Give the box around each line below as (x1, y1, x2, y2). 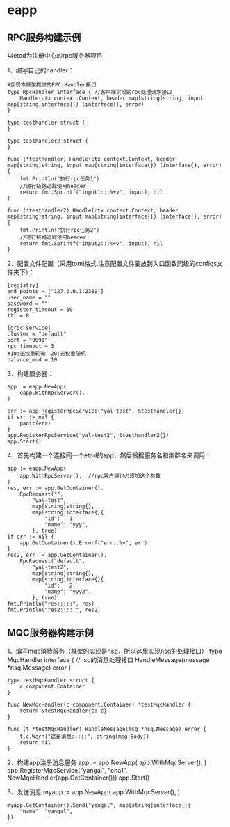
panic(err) (19, 420, 51, 427)
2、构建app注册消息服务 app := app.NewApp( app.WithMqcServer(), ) (7, 758, 207, 766)
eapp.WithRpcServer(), (19, 389, 85, 396)
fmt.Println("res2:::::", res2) (7, 606, 101, 613)
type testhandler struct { (7, 119, 85, 126)
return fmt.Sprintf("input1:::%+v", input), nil (19, 189, 163, 196)
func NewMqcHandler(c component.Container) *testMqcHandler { (7, 701, 191, 708)
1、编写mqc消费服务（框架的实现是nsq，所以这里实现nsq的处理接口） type (7, 647, 222, 655)
